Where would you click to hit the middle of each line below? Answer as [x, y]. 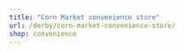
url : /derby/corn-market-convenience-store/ [92, 26]
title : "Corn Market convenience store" [85, 17]
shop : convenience [43, 33]
